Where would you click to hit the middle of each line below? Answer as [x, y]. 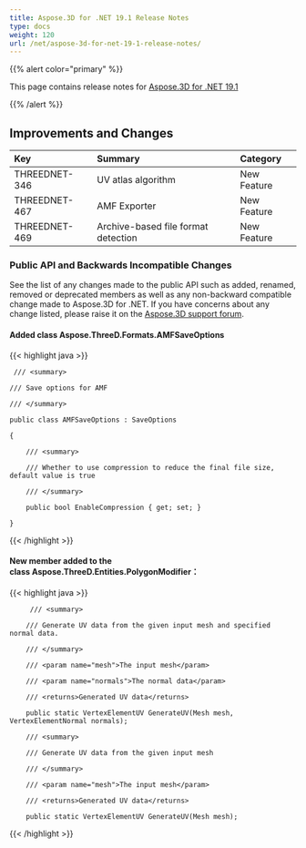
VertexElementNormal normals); [69, 720]
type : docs [30, 26]
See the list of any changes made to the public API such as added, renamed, [153, 285]
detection [117, 238]
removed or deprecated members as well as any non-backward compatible [151, 295]
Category [261, 158]
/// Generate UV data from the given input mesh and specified [148, 625]
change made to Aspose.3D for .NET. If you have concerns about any [140, 304]
